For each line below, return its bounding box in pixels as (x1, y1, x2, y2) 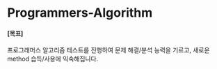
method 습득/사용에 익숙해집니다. (7, 54, 99, 63)
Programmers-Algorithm (7, 5, 153, 21)
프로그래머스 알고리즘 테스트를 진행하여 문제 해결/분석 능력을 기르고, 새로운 (7, 46, 210, 54)
